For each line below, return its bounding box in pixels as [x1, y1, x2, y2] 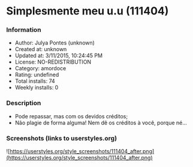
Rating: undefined [14, 71, 59, 79]
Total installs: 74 [14, 77, 55, 85]
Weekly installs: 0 [14, 84, 59, 91]
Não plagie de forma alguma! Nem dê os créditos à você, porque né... [14, 119, 188, 126]
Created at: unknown [14, 46, 67, 53]
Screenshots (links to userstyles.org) [6, 134, 117, 142]
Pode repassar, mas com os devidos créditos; [14, 112, 128, 120]
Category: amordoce [14, 65, 67, 72]
